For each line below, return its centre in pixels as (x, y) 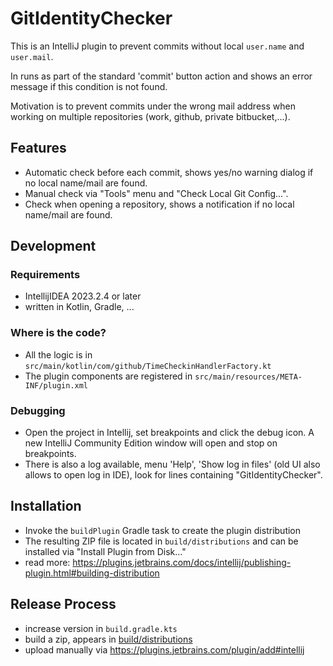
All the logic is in (58, 354)
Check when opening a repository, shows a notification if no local (159, 204)
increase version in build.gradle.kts (101, 628)
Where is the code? (58, 333)
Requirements (45, 275)
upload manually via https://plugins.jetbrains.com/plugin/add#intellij (164, 649)
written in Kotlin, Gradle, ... (79, 307)
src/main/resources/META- (248, 377)
